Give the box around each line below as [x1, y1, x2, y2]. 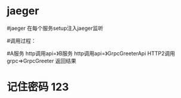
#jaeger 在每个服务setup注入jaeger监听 [7, 24, 104, 31]
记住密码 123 [7, 80, 69, 94]
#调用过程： [7, 37, 36, 44]
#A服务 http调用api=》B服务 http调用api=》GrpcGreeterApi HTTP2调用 [7, 49, 175, 57]
